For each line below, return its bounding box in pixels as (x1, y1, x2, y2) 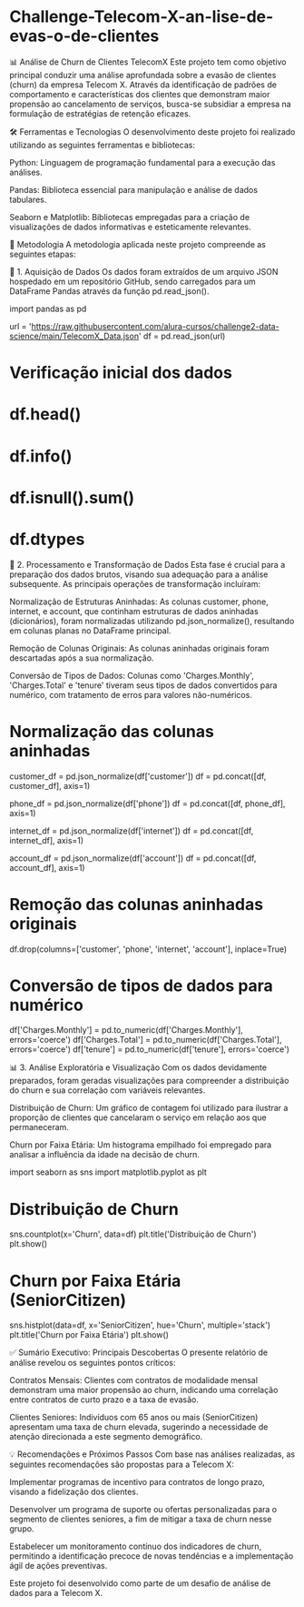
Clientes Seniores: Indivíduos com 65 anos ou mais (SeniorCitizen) (9, 1412, 259, 1423)
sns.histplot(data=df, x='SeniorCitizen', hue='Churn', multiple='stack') (9, 1319, 270, 1330)
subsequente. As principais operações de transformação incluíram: (9, 578, 261, 589)
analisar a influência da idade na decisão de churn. (9, 1149, 200, 1160)
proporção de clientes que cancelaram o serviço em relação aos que (9, 1112, 267, 1123)
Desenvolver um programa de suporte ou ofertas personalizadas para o (9, 1504, 278, 1515)
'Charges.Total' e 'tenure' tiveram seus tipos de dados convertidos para (9, 680, 278, 691)
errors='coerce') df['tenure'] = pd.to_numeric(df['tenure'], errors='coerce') (9, 1044, 290, 1055)
